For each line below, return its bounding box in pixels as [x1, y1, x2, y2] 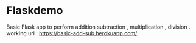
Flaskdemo [6, 4, 63, 17]
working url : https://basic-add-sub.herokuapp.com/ [6, 29, 138, 36]
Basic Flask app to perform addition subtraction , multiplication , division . [6, 23, 191, 30]
